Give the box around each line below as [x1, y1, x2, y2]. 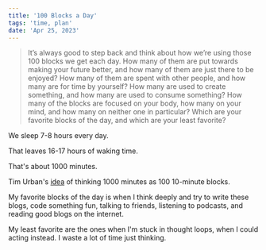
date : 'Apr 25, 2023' [8, 26, 80, 34]
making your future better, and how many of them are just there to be [27, 65, 254, 75]
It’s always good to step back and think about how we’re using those [27, 48, 252, 58]
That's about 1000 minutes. [8, 162, 98, 171]
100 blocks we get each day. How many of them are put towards [27, 56, 238, 66]
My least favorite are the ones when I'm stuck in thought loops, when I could [8, 225, 259, 234]
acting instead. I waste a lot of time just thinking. [8, 233, 167, 243]
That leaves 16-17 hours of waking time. [8, 146, 139, 156]
